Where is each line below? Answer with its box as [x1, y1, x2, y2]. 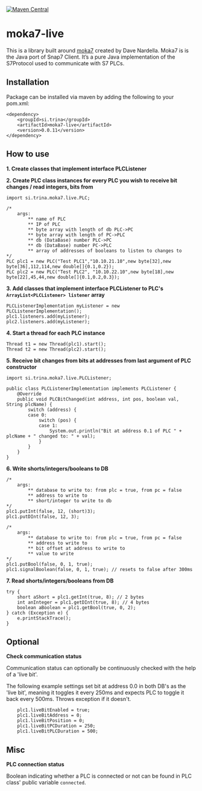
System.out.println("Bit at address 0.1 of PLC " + [49, 428, 182, 434]
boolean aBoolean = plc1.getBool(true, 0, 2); [17, 604, 136, 610]
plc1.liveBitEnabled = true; [17, 707, 90, 713]
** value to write [28, 550, 74, 557]
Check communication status [6, 653, 82, 660]
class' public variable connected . [6, 779, 86, 786]
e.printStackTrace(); [17, 615, 71, 621]
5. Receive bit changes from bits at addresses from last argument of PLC [6, 357, 191, 364]
